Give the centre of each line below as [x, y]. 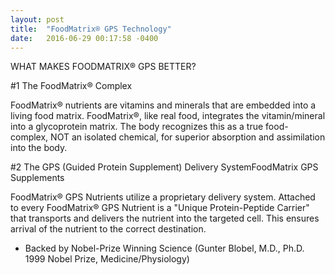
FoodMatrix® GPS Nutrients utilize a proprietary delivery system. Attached [163, 197]
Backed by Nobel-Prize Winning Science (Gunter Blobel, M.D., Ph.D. [164, 248]
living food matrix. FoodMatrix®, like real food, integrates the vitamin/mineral [168, 116]
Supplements [37, 178]
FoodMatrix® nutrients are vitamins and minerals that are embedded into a [163, 105]
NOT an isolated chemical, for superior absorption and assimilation [188, 137]
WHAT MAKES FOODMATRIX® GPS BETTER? [103, 67]
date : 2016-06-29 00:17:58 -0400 [84, 38]
